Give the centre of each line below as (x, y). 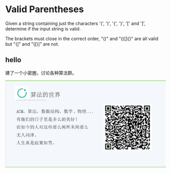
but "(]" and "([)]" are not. (32, 44)
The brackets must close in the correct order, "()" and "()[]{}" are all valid (82, 39)
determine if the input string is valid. (43, 28)
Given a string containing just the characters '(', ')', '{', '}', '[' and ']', (76, 23)
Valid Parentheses (45, 9)
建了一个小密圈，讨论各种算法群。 (41, 73)
